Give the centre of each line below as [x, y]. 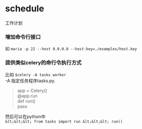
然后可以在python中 [25, 116]
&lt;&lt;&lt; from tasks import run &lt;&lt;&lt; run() [64, 122]
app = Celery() [32, 90]
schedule [25, 9]
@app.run [27, 96]
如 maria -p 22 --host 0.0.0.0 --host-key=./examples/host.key [71, 49]
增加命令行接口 [23, 37]
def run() [26, 101]
